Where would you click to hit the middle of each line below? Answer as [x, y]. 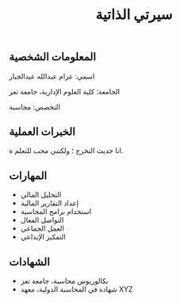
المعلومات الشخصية [53, 57]
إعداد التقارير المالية [50, 203]
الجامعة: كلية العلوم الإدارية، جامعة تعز [65, 91]
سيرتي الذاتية [134, 15]
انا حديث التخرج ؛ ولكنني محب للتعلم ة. [66, 151]
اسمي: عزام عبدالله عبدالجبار [52, 76]
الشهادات [30, 262]
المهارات [28, 176]
